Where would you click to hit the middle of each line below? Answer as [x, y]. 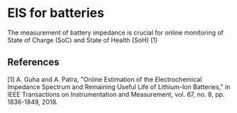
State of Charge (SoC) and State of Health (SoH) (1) [83, 40]
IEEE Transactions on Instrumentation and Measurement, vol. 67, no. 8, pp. [116, 94]
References [33, 63]
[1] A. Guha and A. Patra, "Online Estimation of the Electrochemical [105, 79]
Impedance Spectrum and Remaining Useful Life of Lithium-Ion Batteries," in [119, 87]
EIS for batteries [56, 13]
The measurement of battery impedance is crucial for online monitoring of [116, 32]
